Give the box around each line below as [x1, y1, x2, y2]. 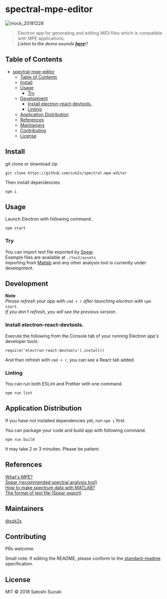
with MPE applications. [17, 35, 65, 41]
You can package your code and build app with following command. [5, 427, 146, 433]
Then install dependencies [5, 179, 60, 185]
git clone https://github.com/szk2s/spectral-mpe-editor [5, 170, 127, 176]
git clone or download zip [5, 161, 58, 167]
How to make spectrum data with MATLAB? [5, 484, 96, 490]
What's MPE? [5, 474, 33, 480]
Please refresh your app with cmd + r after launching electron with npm [5, 298, 151, 304]
